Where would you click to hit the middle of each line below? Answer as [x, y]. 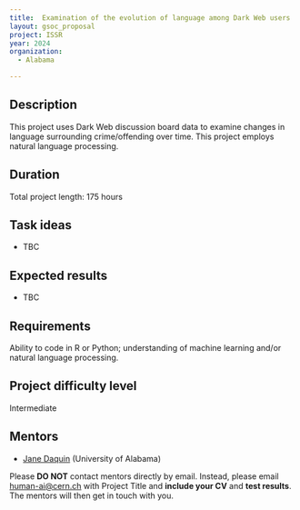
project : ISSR [36, 35]
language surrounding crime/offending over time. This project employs [142, 136]
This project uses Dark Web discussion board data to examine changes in [147, 126]
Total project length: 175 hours [66, 196]
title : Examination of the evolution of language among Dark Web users [150, 18]
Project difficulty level [73, 386]
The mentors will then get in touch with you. [92, 495]
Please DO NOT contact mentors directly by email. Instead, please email [144, 476]
